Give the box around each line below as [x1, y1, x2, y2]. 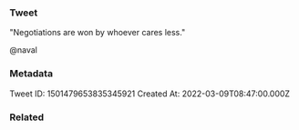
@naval [9, 45, 38, 55]
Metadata [9, 67, 53, 80]
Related [9, 111, 45, 124]
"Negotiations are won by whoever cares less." [9, 27, 186, 38]
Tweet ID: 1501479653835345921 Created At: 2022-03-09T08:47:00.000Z [9, 88, 290, 99]
